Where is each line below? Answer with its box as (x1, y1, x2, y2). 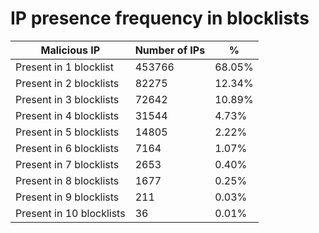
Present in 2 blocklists (15, 76, 120, 90)
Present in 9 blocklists (15, 190, 120, 204)
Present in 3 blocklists (15, 92, 120, 106)
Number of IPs (134, 43, 206, 57)
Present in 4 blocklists (15, 108, 120, 122)
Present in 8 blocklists (15, 173, 120, 187)
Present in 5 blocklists (15, 125, 120, 139)
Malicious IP (40, 43, 101, 57)
